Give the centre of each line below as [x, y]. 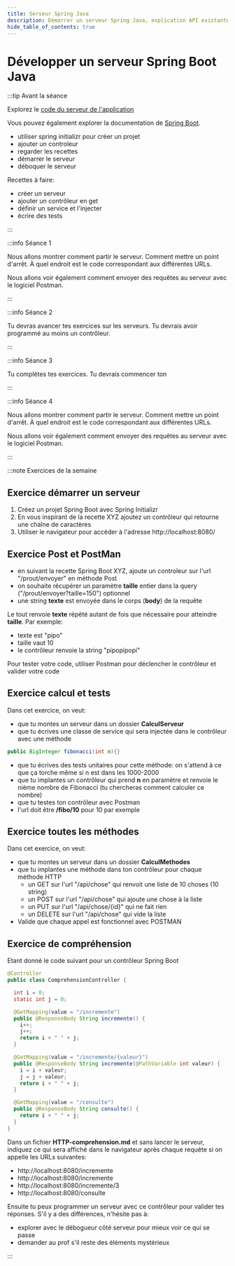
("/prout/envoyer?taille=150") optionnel [74, 593]
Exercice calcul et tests [59, 693]
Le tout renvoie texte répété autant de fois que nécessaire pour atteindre [112, 614]
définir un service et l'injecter [60, 208]
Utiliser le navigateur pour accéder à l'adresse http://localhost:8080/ [116, 532]
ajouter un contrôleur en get [58, 201]
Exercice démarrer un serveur [74, 493]
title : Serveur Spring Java [48, 14]
